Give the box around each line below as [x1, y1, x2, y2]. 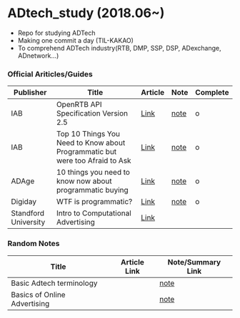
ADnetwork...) [17, 51, 59, 60]
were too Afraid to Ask [56, 155, 131, 165]
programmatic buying [56, 185, 129, 195]
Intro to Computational [56, 208, 132, 218]
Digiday [11, 197, 37, 207]
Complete [195, 88, 229, 98]
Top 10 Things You [56, 129, 120, 139]
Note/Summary [167, 257, 221, 267]
